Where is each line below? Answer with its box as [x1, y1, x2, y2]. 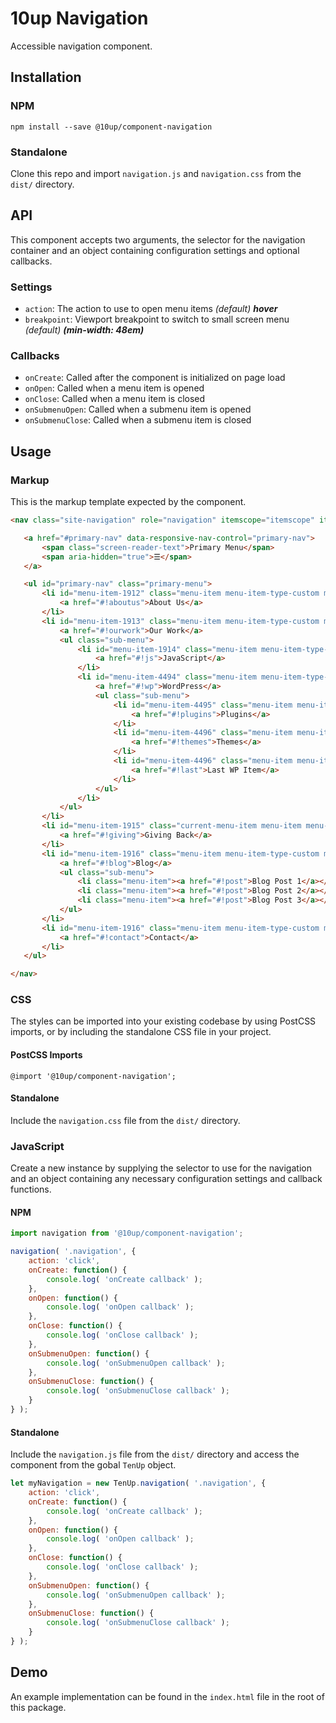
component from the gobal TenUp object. [10, 1459, 177, 1471]
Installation [10, 69, 82, 86]
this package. [10, 1701, 67, 1713]
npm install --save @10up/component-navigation [10, 122, 213, 132]
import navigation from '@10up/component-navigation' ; [10, 1228, 244, 1239]
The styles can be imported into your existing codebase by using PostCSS [10, 1015, 317, 1027]
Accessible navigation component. [10, 40, 153, 52]
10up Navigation [10, 7, 149, 30]
